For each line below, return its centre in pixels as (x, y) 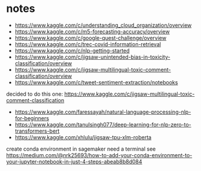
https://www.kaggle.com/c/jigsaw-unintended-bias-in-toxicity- (92, 57)
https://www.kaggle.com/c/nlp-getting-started (72, 50)
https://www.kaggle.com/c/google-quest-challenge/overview (90, 38)
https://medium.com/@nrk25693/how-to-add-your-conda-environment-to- (99, 155)
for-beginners (32, 118)
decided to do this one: (35, 94)
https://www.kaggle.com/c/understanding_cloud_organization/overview (103, 25)
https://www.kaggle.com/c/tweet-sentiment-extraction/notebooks (96, 82)
